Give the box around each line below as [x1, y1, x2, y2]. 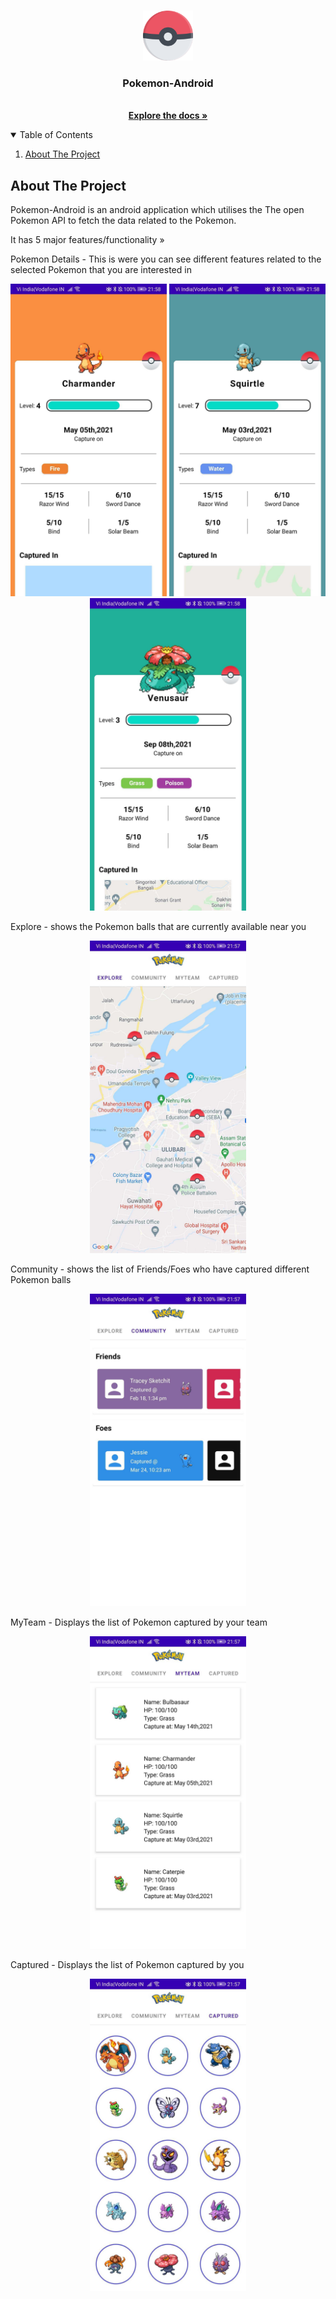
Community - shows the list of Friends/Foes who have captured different [10, 1263, 310, 1275]
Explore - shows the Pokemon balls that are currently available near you [10, 921, 307, 933]
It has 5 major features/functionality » [10, 234, 165, 246]
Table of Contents [19, 129, 93, 141]
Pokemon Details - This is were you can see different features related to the [10, 253, 322, 265]
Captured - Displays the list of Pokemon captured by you [10, 1959, 245, 1971]
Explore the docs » [128, 110, 208, 122]
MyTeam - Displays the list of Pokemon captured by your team [10, 1616, 268, 1629]
